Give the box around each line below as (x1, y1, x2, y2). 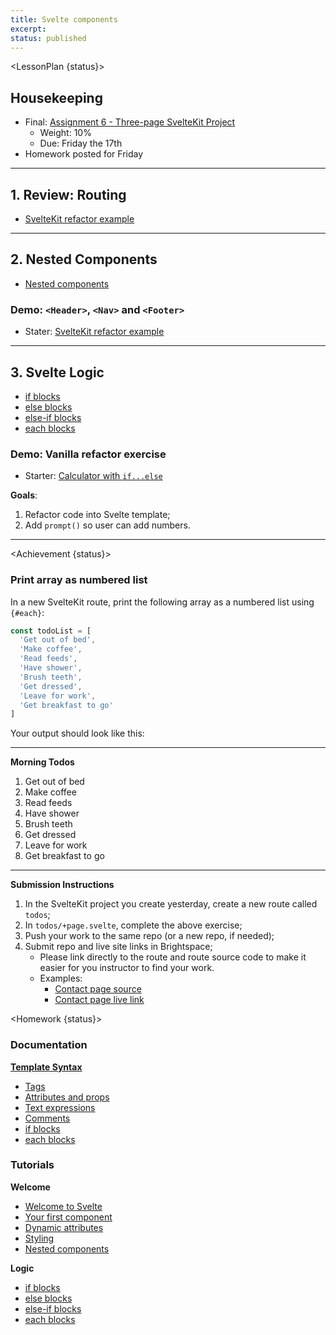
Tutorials (10, 1158, 55, 1172)
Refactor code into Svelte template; (24, 509, 171, 521)
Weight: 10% (39, 127, 92, 139)
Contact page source (54, 983, 142, 995)
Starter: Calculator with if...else (24, 470, 163, 482)
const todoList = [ (10, 626, 92, 636)
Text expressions (24, 1101, 96, 1113)
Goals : (10, 489, 38, 501)
